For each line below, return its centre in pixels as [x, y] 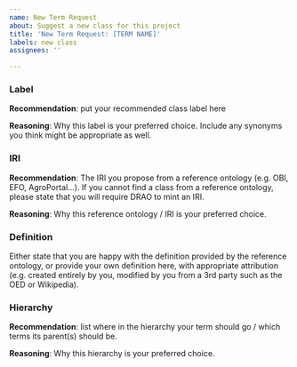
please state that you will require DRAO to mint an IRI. [107, 196]
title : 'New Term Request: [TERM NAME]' [85, 34]
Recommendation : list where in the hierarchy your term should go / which [145, 327]
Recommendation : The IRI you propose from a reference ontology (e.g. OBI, [149, 178]
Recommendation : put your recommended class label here [118, 108]
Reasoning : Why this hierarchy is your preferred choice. [112, 354]
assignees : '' [36, 51]
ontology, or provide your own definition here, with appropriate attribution [144, 266]
